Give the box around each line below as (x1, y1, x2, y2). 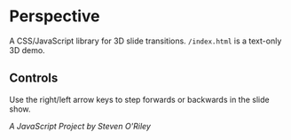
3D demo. (9, 44, 46, 55)
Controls (9, 71, 59, 86)
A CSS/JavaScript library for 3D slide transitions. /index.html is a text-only (9, 35, 282, 46)
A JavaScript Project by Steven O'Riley (9, 121, 151, 131)
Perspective (9, 6, 100, 27)
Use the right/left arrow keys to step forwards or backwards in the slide (9, 94, 270, 105)
